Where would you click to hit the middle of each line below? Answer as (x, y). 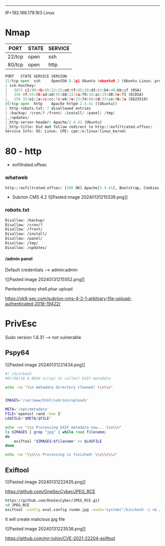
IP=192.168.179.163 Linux (30, 13)
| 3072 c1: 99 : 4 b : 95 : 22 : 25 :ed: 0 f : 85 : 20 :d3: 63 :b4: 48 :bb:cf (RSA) (73, 90)
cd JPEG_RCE (17, 505)
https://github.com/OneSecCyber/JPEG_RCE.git (52, 500)
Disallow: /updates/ (26, 248)
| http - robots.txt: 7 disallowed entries (48, 109)
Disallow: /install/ (26, 234)
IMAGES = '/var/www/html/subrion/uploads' (47, 400)
